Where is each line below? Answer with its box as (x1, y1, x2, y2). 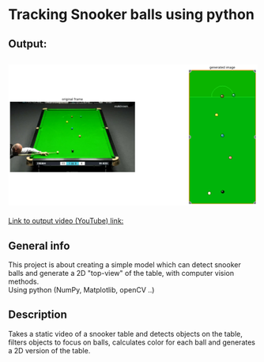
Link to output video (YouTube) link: (8, 216, 124, 226)
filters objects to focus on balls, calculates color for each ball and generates (8, 337, 255, 347)
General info (8, 239, 70, 252)
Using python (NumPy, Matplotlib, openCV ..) (8, 285, 155, 295)
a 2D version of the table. (8, 345, 91, 355)
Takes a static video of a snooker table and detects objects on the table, (8, 329, 243, 338)
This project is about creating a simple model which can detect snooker (8, 260, 241, 270)
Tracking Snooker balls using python (8, 6, 255, 24)
